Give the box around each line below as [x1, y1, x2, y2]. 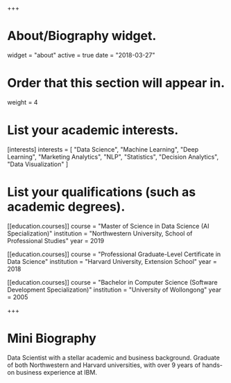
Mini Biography [7, 330, 97, 346]
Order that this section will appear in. [7, 75, 225, 91]
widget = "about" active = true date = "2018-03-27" [7, 51, 155, 59]
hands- [202, 361, 223, 369]
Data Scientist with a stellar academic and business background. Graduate [7, 353, 220, 362]
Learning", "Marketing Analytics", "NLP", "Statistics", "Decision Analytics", [7, 152, 219, 161]
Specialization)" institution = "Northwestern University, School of [7, 229, 193, 238]
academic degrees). [7, 199, 126, 215]
